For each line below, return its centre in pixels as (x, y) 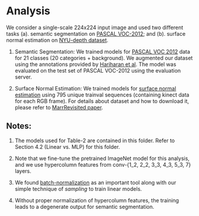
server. (23, 77)
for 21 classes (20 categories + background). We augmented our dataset (104, 58)
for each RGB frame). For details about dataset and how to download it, (102, 101)
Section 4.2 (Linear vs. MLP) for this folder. (67, 146)
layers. (23, 171)
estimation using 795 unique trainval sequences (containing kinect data (102, 95)
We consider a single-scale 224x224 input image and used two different (95, 27)
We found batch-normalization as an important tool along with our (95, 182)
